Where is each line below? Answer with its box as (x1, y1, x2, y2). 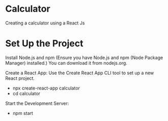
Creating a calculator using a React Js (5, 20, 85, 26)
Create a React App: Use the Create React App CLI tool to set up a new (5, 70, 154, 76)
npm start (12, 110, 33, 116)
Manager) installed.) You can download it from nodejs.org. (5, 59, 127, 66)
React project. (5, 75, 35, 81)
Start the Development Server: (5, 100, 69, 106)
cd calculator (12, 90, 41, 97)
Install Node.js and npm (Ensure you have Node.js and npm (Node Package (5, 54, 163, 60)
